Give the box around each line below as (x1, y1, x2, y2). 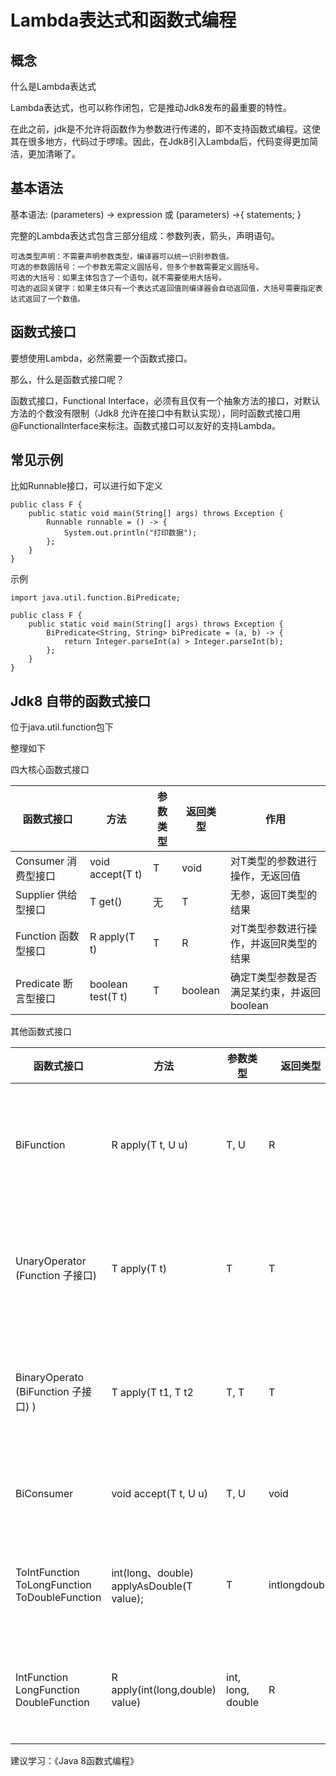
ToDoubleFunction (15, 1591, 102, 1605)
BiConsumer (15, 1487, 74, 1501)
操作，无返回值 (229, 869, 301, 883)
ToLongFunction (15, 1578, 92, 1592)
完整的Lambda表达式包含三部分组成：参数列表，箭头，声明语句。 (10, 229, 281, 241)
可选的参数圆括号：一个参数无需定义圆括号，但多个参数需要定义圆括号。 (10, 262, 264, 272)
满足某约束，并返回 (229, 986, 321, 1000)
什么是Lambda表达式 (10, 81, 97, 92)
